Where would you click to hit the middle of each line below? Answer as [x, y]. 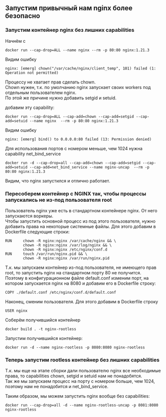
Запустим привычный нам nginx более [69, 8]
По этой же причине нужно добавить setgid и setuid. [61, 98]
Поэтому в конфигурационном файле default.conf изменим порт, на [77, 278]
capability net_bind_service [33, 154]
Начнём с [15, 41]
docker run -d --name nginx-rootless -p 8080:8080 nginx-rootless [75, 347]
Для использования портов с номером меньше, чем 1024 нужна [74, 148]
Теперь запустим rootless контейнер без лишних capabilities [82, 360]
